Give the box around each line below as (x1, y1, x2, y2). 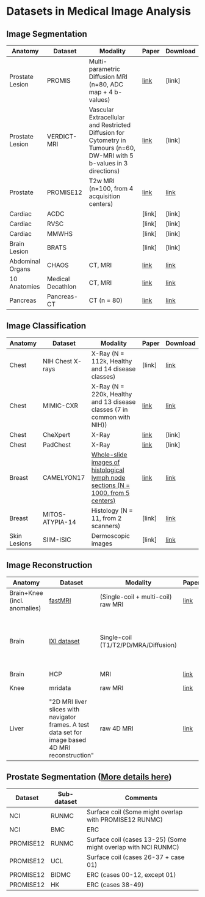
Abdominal (9, 257, 41, 265)
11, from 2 (91, 513, 122, 522)
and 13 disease (91, 397, 136, 406)
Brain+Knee (9, 588, 44, 597)
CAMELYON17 (42, 473, 85, 482)
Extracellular (88, 113, 125, 121)
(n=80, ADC (88, 80, 124, 88)
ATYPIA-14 (42, 518, 76, 526)
